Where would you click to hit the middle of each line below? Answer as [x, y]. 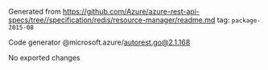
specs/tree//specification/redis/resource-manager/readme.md [112, 20]
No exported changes [44, 58]
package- [246, 21]
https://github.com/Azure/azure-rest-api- [131, 12]
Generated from [35, 12]
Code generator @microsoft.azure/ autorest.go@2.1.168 [99, 42]
